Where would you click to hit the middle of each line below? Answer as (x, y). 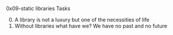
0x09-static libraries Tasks (38, 8)
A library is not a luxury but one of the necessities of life (82, 20)
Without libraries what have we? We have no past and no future (91, 26)
